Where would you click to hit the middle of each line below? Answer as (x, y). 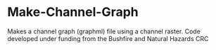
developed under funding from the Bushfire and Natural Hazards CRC (108, 38)
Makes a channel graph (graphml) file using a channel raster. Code (104, 31)
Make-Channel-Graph (73, 12)
